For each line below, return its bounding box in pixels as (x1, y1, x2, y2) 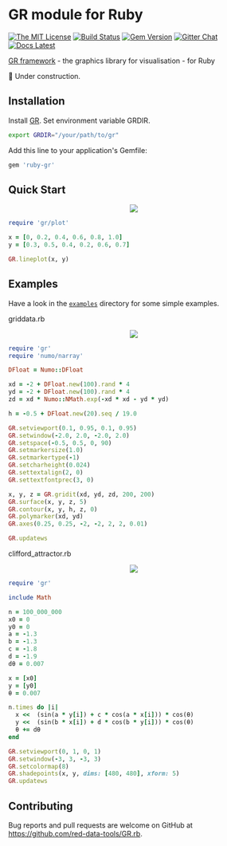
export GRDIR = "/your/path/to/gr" (8, 131, 119, 139)
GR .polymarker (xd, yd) (8, 513, 84, 521)
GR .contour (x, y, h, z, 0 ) (8, 505, 98, 514)
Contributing (8, 799, 73, 813)
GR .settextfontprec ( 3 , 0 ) (8, 476, 94, 484)
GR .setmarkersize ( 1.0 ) (8, 447, 84, 454)
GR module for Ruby (8, 6, 143, 24)
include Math (8, 593, 52, 601)
